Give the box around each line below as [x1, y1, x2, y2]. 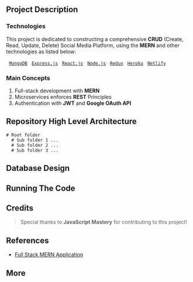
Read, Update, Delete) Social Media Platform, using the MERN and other [6, 42, 180, 49]
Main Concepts [6, 74, 51, 82]
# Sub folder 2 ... [11, 142, 59, 148]
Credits [6, 203, 34, 213]
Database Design [6, 163, 70, 173]
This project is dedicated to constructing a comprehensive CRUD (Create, [6, 35, 184, 43]
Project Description [6, 5, 78, 15]
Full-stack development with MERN [14, 87, 100, 94]
